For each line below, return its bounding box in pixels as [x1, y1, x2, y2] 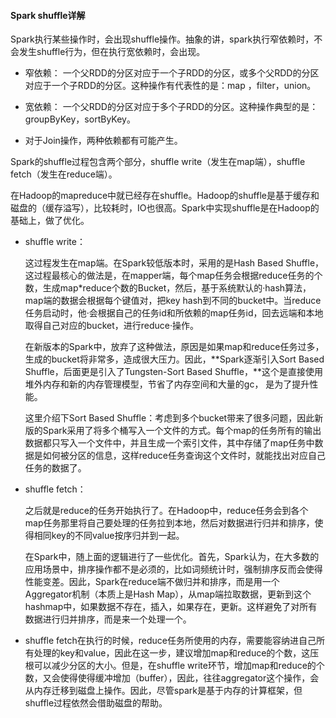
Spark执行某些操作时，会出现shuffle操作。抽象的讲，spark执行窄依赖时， [10, 33, 315, 45]
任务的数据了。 [24, 462, 87, 474]
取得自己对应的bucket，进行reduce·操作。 [24, 320, 200, 332]
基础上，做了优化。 [10, 215, 90, 227]
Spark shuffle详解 [10, 9, 86, 21]
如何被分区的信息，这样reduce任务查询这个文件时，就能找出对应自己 [42, 450, 327, 462]
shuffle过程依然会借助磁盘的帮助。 [24, 697, 168, 709]
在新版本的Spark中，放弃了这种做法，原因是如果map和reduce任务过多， [24, 341, 325, 353]
